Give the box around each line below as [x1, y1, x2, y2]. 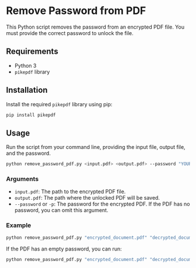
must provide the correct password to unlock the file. [6, 29, 134, 36]
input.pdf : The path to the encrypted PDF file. [14, 188, 126, 195]
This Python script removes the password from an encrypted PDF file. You [6, 23, 185, 30]
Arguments [6, 175, 39, 183]
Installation [6, 85, 48, 95]
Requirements [6, 47, 58, 57]
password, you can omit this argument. [14, 207, 108, 214]
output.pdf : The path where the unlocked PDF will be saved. [14, 194, 160, 201]
